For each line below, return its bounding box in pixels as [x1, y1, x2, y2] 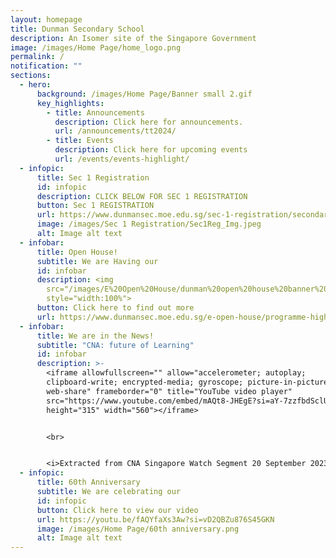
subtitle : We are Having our [36, 256, 159, 266]
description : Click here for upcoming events [54, 145, 248, 155]
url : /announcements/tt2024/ [54, 126, 177, 136]
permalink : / [10, 52, 65, 62]
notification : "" [10, 61, 83, 71]
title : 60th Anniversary [36, 477, 141, 488]
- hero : [19, 80, 52, 90]
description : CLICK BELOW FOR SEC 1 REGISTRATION [36, 191, 248, 201]
